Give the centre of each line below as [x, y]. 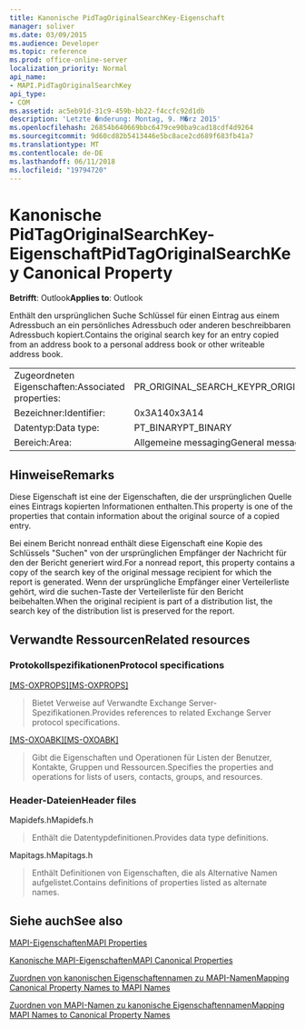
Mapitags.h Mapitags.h [51, 855]
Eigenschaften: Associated [69, 387]
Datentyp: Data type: [57, 428]
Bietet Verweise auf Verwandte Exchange [109, 703]
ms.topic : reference [49, 52]
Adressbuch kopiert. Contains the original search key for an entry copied [144, 335]
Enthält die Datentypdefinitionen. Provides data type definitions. [150, 838]
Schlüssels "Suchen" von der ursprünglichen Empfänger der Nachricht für [148, 553]
